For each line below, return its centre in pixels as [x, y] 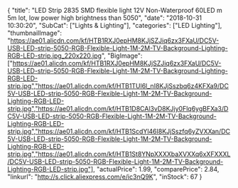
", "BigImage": [122, 56]
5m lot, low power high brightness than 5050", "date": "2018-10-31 [105, 18]
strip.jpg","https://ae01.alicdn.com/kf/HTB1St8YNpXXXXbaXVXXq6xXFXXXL [119, 154]
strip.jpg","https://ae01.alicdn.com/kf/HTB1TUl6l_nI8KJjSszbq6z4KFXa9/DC [118, 86]
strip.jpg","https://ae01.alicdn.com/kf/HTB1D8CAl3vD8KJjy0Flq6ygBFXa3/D [118, 109]
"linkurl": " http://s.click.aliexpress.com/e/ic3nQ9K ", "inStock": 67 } [105, 177]
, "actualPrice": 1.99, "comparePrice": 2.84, [156, 169]
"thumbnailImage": [35, 33]
